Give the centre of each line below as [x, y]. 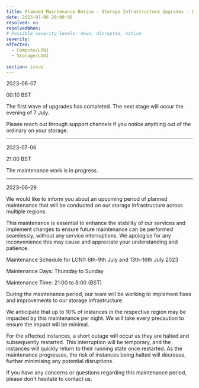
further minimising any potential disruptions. [60, 361]
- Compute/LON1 [30, 50]
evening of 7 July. [28, 113]
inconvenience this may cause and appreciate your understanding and [92, 242]
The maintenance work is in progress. [52, 171]
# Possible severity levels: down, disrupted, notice [74, 34]
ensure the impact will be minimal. [48, 325]
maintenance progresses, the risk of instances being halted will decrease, [96, 355]
